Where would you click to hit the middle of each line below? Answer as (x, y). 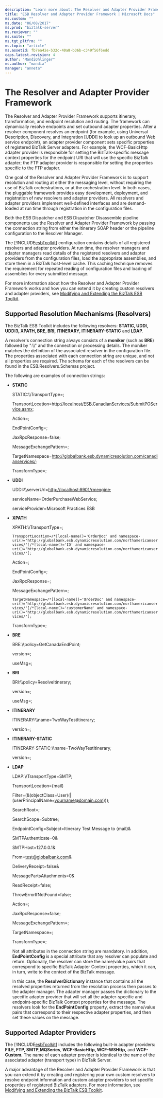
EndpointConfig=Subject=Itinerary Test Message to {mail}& (71, 828)
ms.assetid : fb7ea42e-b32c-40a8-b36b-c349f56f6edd (57, 50)
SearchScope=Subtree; (35, 819)
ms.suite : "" (18, 37)
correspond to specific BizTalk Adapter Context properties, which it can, (84, 967)
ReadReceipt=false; (32, 885)
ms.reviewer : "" (21, 32)
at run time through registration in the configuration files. (77, 208)
